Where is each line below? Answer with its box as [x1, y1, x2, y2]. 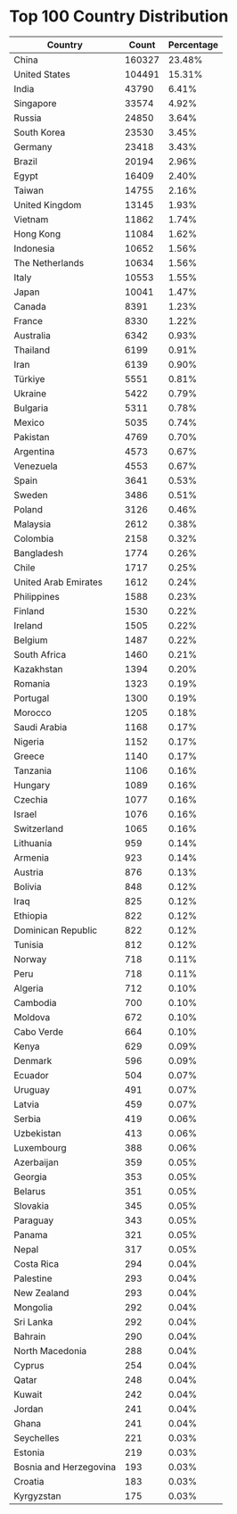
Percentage [168, 38, 219, 51]
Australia [13, 329, 51, 341]
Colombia [13, 532, 54, 545]
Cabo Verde [13, 1025, 64, 1037]
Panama [13, 1228, 48, 1241]
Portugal [13, 692, 50, 704]
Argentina [13, 445, 55, 457]
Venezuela [13, 460, 58, 472]
